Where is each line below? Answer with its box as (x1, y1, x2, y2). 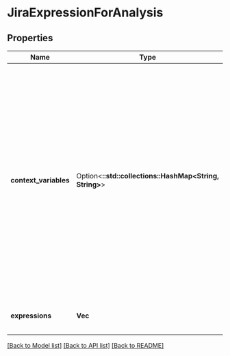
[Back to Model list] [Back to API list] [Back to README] (7, 342, 164, 349)
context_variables (10, 176, 70, 185)
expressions (10, 311, 52, 320)
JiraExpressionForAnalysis (7, 5, 164, 21)
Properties (7, 32, 53, 44)
